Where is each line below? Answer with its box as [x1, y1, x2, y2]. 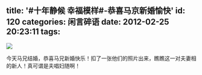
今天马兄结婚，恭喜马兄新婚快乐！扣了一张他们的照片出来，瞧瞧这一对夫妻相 [6, 55, 197, 62]
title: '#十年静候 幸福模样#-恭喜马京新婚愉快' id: [6, 5, 186, 16]
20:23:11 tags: [6, 26, 61, 37]
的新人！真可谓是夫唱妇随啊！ [6, 62, 80, 69]
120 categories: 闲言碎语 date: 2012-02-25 [6, 17, 169, 27]
